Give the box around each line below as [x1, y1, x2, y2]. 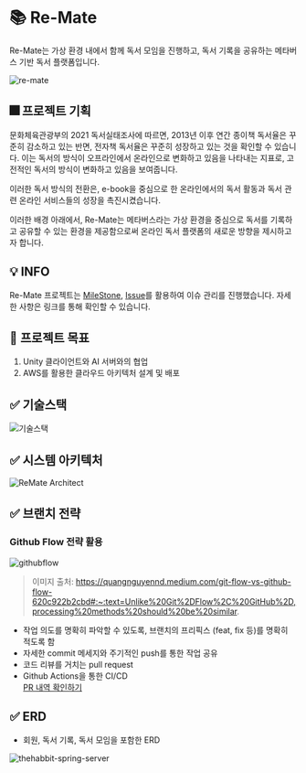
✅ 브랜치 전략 [9, 506, 81, 521]
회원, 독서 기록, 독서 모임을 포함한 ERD [22, 734, 161, 746]
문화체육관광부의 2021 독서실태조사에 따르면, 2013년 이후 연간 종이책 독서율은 [9, 129, 288, 140]
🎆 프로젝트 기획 [9, 103, 91, 119]
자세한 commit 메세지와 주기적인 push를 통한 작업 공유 [22, 647, 218, 659]
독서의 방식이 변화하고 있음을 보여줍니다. [33, 164, 178, 175]
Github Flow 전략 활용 [9, 536, 103, 549]
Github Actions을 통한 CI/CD [22, 670, 128, 682]
